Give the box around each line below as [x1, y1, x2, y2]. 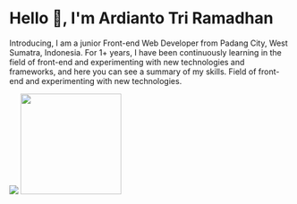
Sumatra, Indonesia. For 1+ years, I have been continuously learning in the [9, 47, 282, 57]
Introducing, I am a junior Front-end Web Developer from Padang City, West [9, 38, 288, 48]
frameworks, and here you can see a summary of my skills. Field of [9, 66, 257, 77]
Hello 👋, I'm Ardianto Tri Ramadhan [9, 8, 274, 29]
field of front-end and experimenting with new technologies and [9, 56, 245, 67]
